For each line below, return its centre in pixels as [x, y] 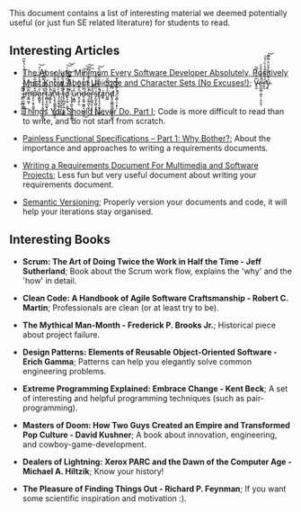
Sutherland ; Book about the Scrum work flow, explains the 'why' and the [157, 271]
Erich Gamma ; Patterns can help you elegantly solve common [137, 361]
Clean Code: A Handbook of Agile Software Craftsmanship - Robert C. [155, 298]
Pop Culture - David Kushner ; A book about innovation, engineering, [150, 435]
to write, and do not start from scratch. [94, 121]
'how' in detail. [49, 280]
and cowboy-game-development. [84, 444]
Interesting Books [60, 240]
